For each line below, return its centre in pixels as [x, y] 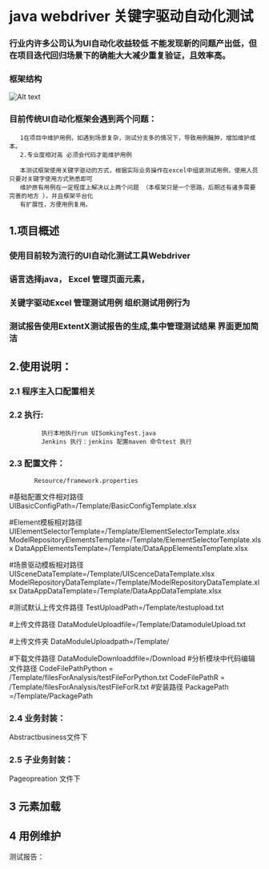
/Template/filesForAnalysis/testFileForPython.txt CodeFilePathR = [117, 677]
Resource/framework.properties [86, 481]
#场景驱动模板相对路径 [46, 565]
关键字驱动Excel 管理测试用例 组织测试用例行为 [100, 303]
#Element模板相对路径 [46, 522]
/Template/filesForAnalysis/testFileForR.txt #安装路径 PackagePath [119, 686]
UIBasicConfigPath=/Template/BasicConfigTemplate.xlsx [103, 505]
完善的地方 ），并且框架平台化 [51, 196]
